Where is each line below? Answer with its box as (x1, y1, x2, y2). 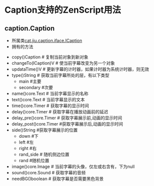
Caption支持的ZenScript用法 (4, 4, 121, 16)
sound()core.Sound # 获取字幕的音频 (11, 170, 86, 175)
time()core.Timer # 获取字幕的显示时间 (11, 103, 89, 109)
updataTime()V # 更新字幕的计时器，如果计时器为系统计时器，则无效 (11, 66, 150, 72)
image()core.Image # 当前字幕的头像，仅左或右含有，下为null (11, 164, 135, 169)
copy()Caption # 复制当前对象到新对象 (11, 54, 89, 60)
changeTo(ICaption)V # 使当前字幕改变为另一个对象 (11, 60, 115, 66)
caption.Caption (4, 24, 55, 32)
